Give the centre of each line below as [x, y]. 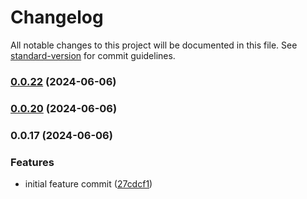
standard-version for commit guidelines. [93, 55]
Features [32, 162]
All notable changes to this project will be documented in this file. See [154, 45]
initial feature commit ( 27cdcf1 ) [88, 184]
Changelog [57, 17]
